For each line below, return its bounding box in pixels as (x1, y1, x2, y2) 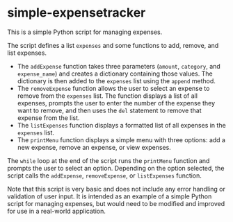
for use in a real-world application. (7, 207, 106, 215)
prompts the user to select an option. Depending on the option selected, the (7, 164, 225, 172)
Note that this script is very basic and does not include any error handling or (7, 185, 226, 193)
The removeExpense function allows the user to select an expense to (17, 84, 210, 92)
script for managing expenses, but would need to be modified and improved (7, 199, 225, 207)
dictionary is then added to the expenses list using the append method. (17, 76, 216, 85)
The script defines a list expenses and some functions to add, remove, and (7, 41, 219, 49)
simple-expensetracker (7, 5, 146, 21)
